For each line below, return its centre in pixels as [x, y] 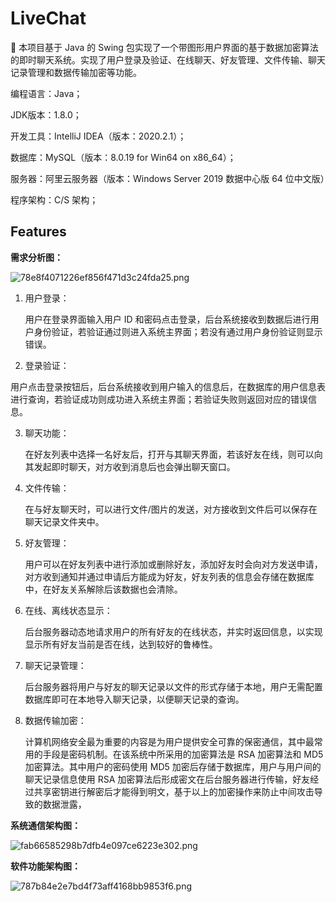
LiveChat [48, 18]
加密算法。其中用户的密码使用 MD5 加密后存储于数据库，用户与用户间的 [173, 766]
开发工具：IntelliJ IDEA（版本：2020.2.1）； [98, 136]
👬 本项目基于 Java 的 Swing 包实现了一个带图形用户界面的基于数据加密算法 [164, 47]
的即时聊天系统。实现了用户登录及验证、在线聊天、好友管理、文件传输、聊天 [168, 59]
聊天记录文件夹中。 [64, 521]
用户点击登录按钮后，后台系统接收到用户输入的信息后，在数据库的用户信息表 [168, 386]
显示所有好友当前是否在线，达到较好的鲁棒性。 [121, 644]
